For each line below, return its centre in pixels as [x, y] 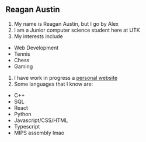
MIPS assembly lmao [39, 133]
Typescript [27, 126]
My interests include [39, 36]
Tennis [22, 54]
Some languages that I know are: [53, 84]
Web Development [36, 48]
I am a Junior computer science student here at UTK [77, 30]
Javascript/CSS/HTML [41, 120]
